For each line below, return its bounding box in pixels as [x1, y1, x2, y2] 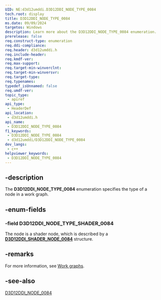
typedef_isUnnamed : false [5, 83, 57, 89]
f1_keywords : [5, 129, 31, 134]
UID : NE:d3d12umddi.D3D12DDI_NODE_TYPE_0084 [5, 7, 96, 12]
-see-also [5, 277, 35, 285]
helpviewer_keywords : [5, 151, 49, 156]
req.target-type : [5, 75, 40, 79]
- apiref [7, 97, 25, 102]
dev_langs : [5, 142, 27, 147]
